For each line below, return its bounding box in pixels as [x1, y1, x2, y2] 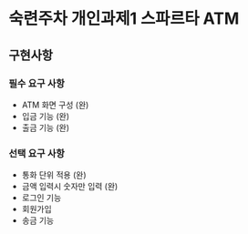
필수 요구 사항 [8, 76, 66, 89]
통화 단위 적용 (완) [21, 169, 87, 180]
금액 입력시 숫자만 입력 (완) [21, 181, 119, 192]
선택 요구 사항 [8, 147, 66, 159]
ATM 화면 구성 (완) [21, 99, 89, 110]
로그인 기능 [21, 192, 62, 203]
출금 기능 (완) [21, 122, 70, 133]
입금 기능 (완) [21, 110, 70, 121]
